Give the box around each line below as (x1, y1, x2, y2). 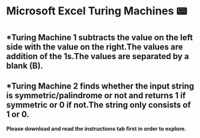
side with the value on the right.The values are (6, 42, 183, 52)
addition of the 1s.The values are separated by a (6, 51, 189, 61)
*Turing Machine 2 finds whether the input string (6, 81, 194, 91)
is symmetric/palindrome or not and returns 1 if (6, 90, 186, 101)
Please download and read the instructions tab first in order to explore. (6, 125, 187, 133)
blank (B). (6, 60, 44, 71)
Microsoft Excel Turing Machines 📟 (6, 4, 187, 18)
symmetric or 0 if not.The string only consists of (6, 99, 191, 110)
